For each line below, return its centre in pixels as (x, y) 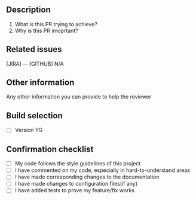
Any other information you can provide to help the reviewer (79, 97)
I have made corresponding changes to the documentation (87, 177)
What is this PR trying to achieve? (56, 24)
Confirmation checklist (50, 149)
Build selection (34, 116)
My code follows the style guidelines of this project (78, 164)
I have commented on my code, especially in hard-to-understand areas (102, 170)
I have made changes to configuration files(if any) (76, 184)
